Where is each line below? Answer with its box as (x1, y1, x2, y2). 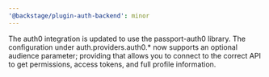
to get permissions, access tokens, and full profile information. (8, 59, 216, 69)
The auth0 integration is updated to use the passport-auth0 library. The (8, 34, 246, 43)
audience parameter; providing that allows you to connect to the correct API (8, 51, 261, 60)
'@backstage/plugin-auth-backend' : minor (8, 11, 150, 20)
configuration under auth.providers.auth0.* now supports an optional (8, 42, 238, 52)
